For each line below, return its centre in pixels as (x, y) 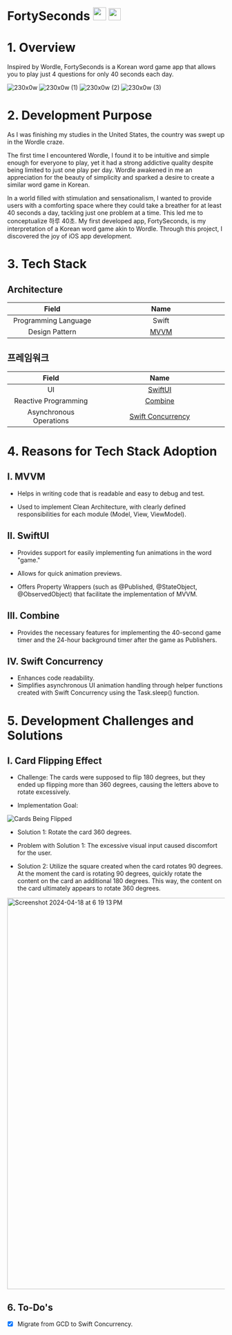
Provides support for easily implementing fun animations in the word (114, 552)
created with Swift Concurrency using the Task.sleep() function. (108, 693)
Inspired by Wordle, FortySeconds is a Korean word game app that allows (112, 67)
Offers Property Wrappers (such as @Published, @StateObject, (107, 587)
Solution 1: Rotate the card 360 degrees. (75, 832)
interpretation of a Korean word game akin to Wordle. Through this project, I (115, 229)
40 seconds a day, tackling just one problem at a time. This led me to (105, 213)
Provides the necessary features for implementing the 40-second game (119, 632)
